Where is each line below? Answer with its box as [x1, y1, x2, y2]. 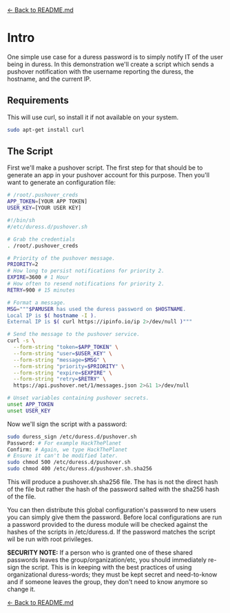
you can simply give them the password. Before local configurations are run [7, 513, 222, 521]
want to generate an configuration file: [7, 179, 116, 187]
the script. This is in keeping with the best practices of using [20, 563, 192, 572]
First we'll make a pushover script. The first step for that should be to [7, 163, 203, 172]
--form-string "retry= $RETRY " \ [13, 376, 107, 383]
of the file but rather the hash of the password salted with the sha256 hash [7, 485, 220, 494]
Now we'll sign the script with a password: [7, 420, 127, 428]
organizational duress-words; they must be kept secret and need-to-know [7, 570, 218, 579]
